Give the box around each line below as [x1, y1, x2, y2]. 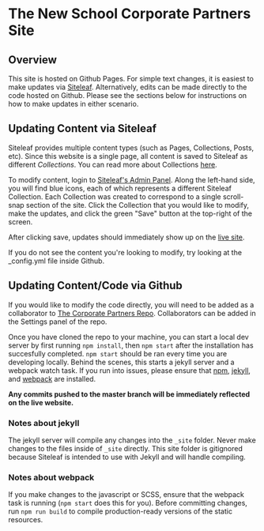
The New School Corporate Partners [8, 5, 251, 23]
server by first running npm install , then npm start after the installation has [8, 341, 255, 350]
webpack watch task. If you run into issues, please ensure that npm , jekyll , [8, 365, 251, 375]
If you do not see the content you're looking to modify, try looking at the [8, 247, 243, 257]
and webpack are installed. [8, 374, 96, 383]
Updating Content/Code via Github [8, 279, 183, 292]
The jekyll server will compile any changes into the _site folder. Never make [8, 435, 257, 445]
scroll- [222, 191, 244, 201]
